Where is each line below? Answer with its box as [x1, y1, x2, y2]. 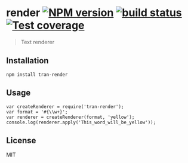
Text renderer [20, 38, 55, 45]
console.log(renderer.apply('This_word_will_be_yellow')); [6, 119, 156, 125]
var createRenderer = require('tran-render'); [6, 103, 124, 110]
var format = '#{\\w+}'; [6, 109, 68, 115]
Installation [6, 56, 49, 66]
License [6, 135, 36, 146]
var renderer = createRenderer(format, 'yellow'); [6, 114, 135, 120]
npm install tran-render [6, 72, 68, 78]
